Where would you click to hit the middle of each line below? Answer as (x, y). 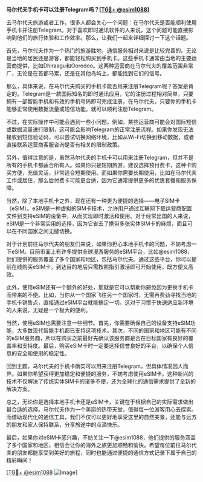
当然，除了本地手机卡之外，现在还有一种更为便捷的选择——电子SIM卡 (93, 201)
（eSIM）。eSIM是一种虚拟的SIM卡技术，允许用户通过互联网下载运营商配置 (99, 208)
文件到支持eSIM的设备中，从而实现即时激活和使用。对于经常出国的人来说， (100, 216)
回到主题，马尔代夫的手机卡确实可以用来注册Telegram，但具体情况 (89, 366)
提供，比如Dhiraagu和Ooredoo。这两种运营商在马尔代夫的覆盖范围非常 (105, 66)
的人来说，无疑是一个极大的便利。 (49, 310)
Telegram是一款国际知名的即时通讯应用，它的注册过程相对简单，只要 (108, 94)
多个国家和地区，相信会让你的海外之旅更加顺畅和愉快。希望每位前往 (96, 445)
